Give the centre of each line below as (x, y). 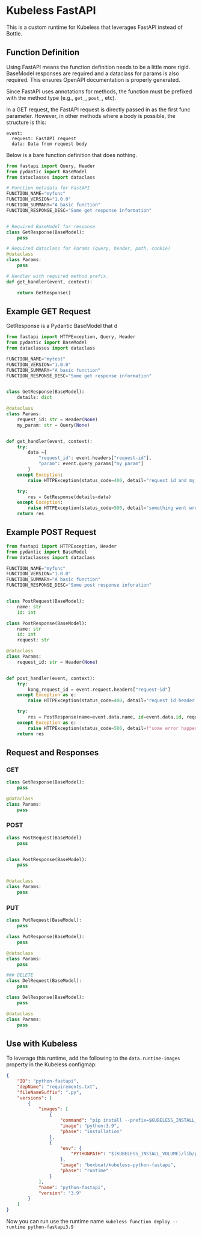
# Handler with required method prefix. (58, 276)
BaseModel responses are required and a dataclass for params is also (93, 73)
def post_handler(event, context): (51, 678)
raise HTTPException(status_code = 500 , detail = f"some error (103, 728)
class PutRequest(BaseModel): (44, 920)
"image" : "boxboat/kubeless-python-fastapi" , (118, 1165)
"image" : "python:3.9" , (90, 1126)
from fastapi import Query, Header (51, 166)
